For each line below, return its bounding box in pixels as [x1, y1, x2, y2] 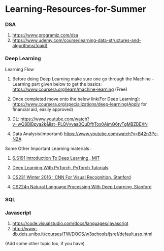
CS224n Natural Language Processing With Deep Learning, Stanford [12, 183, 152, 189]
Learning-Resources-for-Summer [5, 3, 146, 15]
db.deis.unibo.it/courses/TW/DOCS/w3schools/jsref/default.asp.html [12, 231, 153, 237]
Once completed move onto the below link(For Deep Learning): [12, 96, 140, 102]
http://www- [12, 226, 38, 231]
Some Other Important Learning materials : [5, 145, 92, 151]
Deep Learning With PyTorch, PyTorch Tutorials [12, 164, 109, 171]
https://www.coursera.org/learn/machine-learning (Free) [12, 86, 128, 92]
